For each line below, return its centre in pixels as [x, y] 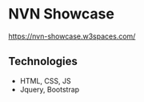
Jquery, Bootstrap [50, 89]
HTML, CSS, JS [45, 80]
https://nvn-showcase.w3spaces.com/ [72, 36]
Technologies [43, 61]
